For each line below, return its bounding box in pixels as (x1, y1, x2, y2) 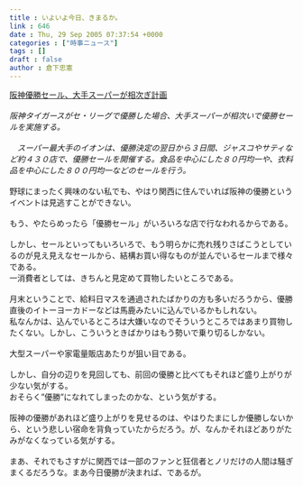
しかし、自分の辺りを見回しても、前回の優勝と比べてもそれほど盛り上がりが (9, 369, 292, 380)
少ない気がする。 (9, 380, 73, 390)
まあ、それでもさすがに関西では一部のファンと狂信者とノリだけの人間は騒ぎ (9, 455, 294, 466)
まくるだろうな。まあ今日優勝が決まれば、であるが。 (9, 466, 207, 478)
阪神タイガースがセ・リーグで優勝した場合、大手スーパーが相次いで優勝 (9, 110, 278, 121)
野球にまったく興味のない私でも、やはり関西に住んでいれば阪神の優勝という (9, 186, 293, 197)
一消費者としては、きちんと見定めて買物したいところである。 (9, 272, 239, 283)
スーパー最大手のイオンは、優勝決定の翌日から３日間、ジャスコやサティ (16, 142, 286, 153)
